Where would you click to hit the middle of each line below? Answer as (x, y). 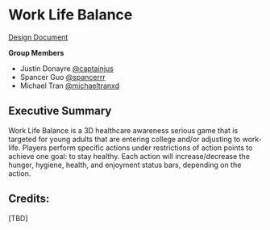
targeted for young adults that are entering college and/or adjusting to (125, 139)
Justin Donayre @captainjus (67, 68)
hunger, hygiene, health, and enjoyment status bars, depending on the (125, 165)
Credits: (29, 199)
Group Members (36, 52)
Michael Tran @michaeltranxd (70, 86)
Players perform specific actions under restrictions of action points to (137, 148)
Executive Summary (60, 111)
